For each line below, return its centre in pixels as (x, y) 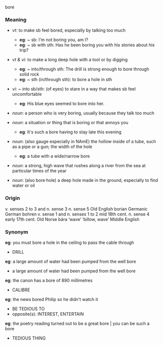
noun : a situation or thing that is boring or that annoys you (70, 123)
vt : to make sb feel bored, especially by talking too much (69, 30)
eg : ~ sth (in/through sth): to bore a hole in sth (66, 80)
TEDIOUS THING (29, 338)
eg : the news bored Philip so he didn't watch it (52, 299)
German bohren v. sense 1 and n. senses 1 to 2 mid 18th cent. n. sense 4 (77, 214)
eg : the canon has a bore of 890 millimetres (49, 280)
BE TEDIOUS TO (28, 309)
